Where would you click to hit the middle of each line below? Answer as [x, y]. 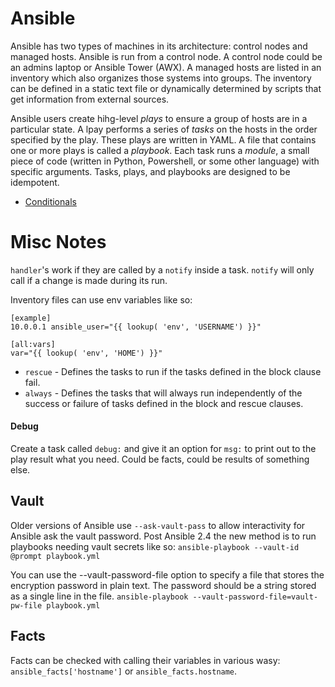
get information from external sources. [90, 99]
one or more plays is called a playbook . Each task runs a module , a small [160, 150]
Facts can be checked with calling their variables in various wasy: [145, 660]
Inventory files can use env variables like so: [101, 299]
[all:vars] [33, 344]
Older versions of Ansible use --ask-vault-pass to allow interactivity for [158, 525]
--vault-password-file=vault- [255, 597]
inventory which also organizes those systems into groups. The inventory [161, 78]
